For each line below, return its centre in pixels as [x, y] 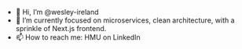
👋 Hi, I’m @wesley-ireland [57, 12]
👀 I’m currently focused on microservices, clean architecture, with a [125, 20]
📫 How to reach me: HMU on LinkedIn [78, 37]
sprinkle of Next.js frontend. [61, 28]
